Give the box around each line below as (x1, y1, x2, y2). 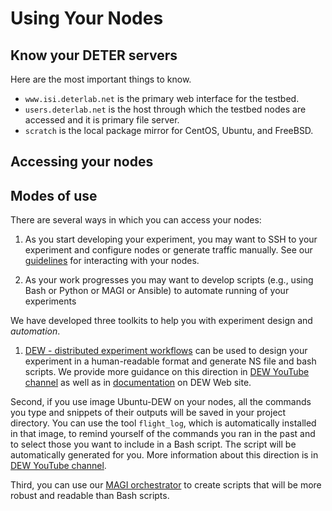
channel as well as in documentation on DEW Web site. (24, 377, 252, 389)
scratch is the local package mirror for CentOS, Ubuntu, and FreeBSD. (24, 125, 314, 136)
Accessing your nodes (10, 153, 154, 171)
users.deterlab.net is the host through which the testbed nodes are (24, 103, 307, 115)
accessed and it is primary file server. (24, 114, 180, 126)
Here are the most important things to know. (10, 73, 192, 85)
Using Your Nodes (10, 7, 164, 30)
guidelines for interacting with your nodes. (24, 255, 200, 267)
